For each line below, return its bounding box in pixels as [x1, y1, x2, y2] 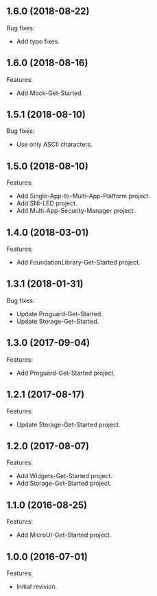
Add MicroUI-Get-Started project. [16, 531, 112, 540]
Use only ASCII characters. [16, 141, 93, 149]
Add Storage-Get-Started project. [16, 479, 112, 488]
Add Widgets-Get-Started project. [16, 472, 112, 480]
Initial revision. [16, 582, 58, 590]
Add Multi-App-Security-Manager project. [16, 207, 135, 215]
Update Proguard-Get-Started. [16, 309, 104, 318]
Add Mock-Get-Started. [16, 89, 84, 97]
